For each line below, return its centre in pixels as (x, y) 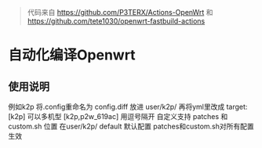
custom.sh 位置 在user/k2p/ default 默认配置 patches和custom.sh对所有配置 (131, 126)
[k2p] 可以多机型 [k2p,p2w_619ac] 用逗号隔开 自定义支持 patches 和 (118, 116)
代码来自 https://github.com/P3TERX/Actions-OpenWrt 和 (120, 12)
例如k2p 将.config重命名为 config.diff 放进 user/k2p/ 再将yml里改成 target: (128, 106)
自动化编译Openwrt (72, 55)
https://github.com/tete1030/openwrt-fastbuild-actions (116, 21)
